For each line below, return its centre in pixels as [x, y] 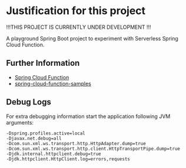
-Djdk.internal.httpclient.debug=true [54, 154]
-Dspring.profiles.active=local [46, 133]
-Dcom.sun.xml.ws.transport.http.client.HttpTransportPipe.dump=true [93, 149]
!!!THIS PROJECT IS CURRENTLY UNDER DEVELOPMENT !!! [79, 27]
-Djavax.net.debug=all [34, 138]
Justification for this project [76, 11]
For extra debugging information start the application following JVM [88, 116]
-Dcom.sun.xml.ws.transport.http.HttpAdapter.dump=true [76, 143]
